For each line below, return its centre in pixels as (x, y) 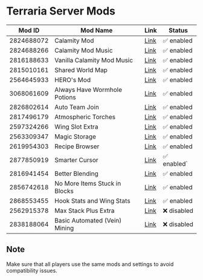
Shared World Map (81, 70)
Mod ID (29, 30)
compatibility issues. (32, 270)
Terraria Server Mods (61, 11)
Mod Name (97, 30)
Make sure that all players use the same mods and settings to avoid (90, 264)
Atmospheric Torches (85, 117)
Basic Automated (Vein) (88, 220)
